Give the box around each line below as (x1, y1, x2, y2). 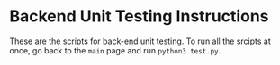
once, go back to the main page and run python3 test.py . (9, 45, 221, 55)
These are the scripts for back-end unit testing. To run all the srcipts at (9, 36, 272, 46)
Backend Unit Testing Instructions (9, 6, 269, 27)
